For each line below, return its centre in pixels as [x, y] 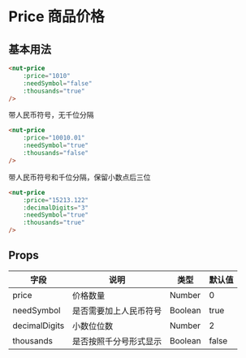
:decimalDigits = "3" [56, 208]
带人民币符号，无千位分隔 [51, 115]
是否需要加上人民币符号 [117, 311]
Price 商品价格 [57, 17]
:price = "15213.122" [56, 200]
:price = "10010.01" [54, 138]
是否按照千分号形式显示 [117, 341]
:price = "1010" [47, 75]
